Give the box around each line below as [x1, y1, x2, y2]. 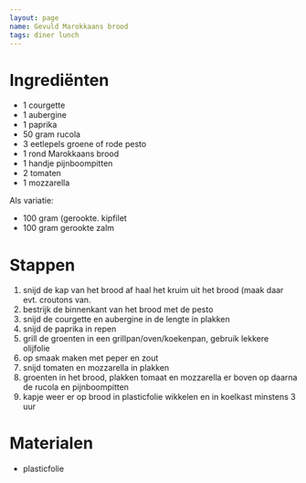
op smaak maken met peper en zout [22, 352, 159, 363]
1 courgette [22, 100, 66, 110]
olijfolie [22, 343, 50, 354]
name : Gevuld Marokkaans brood [9, 22, 129, 31]
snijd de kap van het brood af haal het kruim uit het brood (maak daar [22, 285, 284, 296]
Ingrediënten [9, 69, 110, 90]
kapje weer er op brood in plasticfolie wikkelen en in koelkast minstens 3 [22, 392, 296, 403]
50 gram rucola [22, 129, 80, 140]
